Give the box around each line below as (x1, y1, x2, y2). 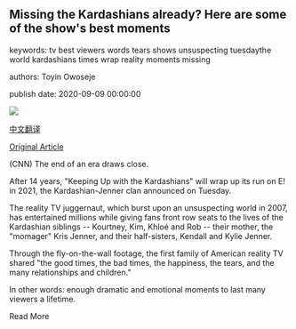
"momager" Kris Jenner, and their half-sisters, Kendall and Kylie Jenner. (9, 230, 273, 241)
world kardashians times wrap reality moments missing (9, 53, 211, 65)
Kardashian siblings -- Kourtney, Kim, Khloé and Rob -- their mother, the (9, 221, 274, 232)
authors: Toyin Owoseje (9, 71, 96, 82)
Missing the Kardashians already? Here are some (9, 7, 287, 22)
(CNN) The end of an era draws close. (9, 158, 149, 169)
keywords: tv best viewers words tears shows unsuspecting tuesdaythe (9, 44, 272, 55)
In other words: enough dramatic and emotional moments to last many (9, 284, 267, 294)
